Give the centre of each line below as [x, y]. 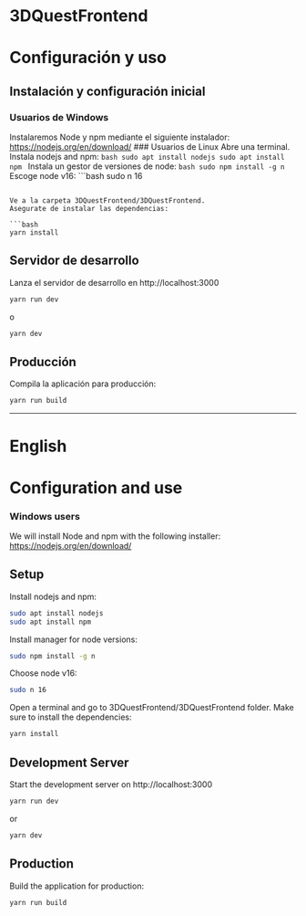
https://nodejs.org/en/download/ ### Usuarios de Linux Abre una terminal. [150, 147]
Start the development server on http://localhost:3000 [111, 784]
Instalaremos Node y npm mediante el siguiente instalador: [120, 137]
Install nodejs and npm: [53, 596]
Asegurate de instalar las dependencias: [89, 209]
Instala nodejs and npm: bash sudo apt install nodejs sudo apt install [147, 157]
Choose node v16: [43, 673]
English [38, 446]
